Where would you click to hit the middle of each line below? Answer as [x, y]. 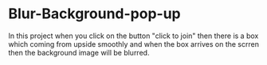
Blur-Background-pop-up [94, 14]
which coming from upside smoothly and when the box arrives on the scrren [133, 44]
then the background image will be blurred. [79, 52]
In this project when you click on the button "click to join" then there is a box [133, 36]
